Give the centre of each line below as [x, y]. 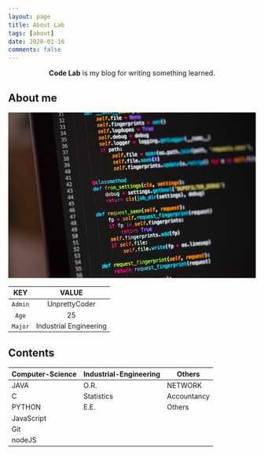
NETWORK [185, 385]
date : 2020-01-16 [37, 42]
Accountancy [189, 396]
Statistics [99, 396]
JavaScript [29, 418]
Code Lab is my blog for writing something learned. [132, 73]
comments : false [35, 50]
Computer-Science [44, 374]
